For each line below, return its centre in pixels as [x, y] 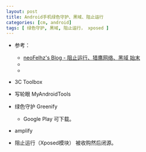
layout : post [22, 11]
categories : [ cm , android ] [39, 22]
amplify [24, 131]
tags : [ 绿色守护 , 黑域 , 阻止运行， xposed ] [58, 28]
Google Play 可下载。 [49, 119]
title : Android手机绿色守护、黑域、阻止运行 [55, 17]
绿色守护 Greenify [36, 107]
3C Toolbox [28, 82]
